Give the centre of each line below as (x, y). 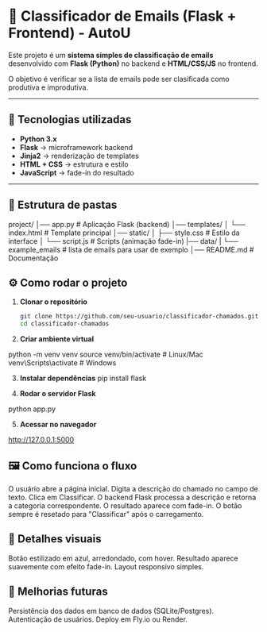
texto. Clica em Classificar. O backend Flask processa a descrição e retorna (132, 497)
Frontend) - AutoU (70, 33)
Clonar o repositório (53, 302)
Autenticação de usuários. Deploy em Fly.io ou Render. (98, 619)
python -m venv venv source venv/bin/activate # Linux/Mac (106, 355)
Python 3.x (38, 139)
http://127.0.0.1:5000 (41, 440)
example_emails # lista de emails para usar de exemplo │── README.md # (131, 249)
